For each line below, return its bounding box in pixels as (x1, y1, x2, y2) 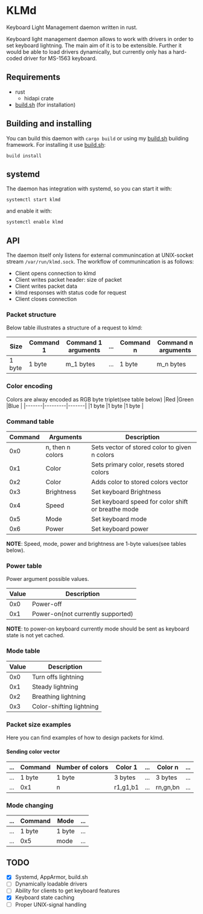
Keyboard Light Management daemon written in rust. (6, 24, 138, 31)
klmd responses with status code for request (14, 289, 127, 296)
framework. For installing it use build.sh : (6, 141, 106, 148)
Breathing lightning (32, 692, 86, 701)
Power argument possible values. (6, 575, 89, 583)
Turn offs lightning (32, 672, 84, 681)
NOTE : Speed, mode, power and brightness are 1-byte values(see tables (6, 540, 187, 548)
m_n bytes (156, 360, 186, 369)
